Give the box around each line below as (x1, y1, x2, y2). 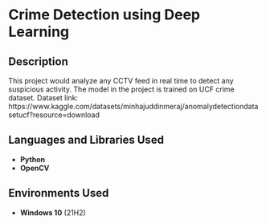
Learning (8, 22, 70, 41)
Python (19, 154, 46, 164)
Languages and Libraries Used (8, 133, 165, 147)
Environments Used (8, 186, 109, 200)
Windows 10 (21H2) (19, 207, 86, 218)
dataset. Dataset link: (8, 93, 79, 102)
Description (8, 55, 68, 68)
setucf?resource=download (8, 110, 100, 120)
